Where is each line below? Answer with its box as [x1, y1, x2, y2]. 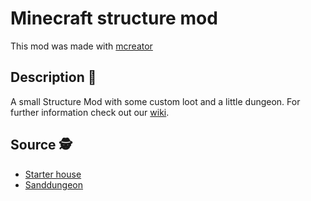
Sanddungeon [24, 178, 84, 191]
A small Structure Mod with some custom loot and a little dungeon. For [10, 95, 301, 107]
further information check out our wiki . [10, 106, 170, 118]
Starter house [24, 168, 82, 180]
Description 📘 [10, 69, 97, 86]
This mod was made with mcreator [10, 40, 153, 52]
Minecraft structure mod [10, 7, 218, 30]
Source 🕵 [10, 137, 73, 154]
